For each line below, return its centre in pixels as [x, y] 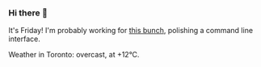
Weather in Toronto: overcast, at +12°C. [74, 55]
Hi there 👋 [28, 13]
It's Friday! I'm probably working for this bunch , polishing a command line [130, 31]
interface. [24, 39]
